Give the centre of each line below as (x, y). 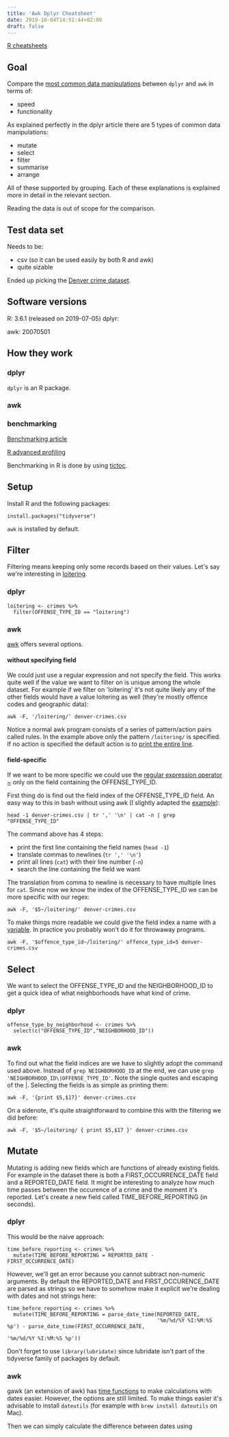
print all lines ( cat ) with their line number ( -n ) (80, 862)
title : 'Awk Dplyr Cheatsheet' (52, 13)
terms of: (20, 91)
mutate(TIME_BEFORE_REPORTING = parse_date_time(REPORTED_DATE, (107, 1314)
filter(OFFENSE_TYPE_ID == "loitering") (71, 612)
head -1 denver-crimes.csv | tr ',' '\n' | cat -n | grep (91, 816)
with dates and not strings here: (52, 1296)
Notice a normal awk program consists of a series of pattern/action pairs (109, 729)
